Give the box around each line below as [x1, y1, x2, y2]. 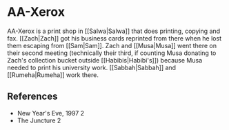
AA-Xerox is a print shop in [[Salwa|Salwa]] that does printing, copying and [7, 27, 221, 35]
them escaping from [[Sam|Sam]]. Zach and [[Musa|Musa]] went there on [7, 41, 217, 50]
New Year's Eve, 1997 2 [17, 109, 85, 117]
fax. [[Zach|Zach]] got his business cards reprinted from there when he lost [7, 34, 222, 42]
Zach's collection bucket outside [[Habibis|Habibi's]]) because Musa [7, 56, 202, 64]
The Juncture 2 [17, 116, 61, 124]
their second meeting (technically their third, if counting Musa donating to [7, 49, 217, 57]
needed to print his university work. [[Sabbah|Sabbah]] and [7, 63, 177, 72]
